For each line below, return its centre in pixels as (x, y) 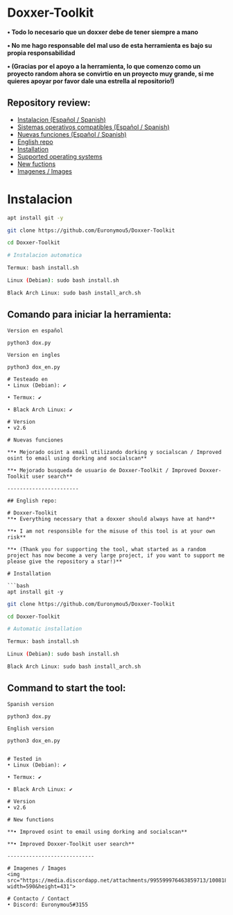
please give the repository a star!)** (65, 561)
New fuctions (36, 164)
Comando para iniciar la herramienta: (89, 315)
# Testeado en (28, 379)
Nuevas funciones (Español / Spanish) (72, 134)
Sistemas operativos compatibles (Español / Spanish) (93, 127)
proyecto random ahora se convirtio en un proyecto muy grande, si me (111, 74)
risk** (17, 537)
